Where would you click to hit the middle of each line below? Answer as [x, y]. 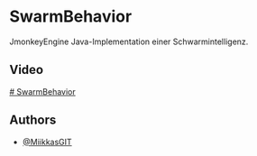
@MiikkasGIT [47, 142]
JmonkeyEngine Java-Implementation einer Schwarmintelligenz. [129, 41]
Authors [33, 120]
